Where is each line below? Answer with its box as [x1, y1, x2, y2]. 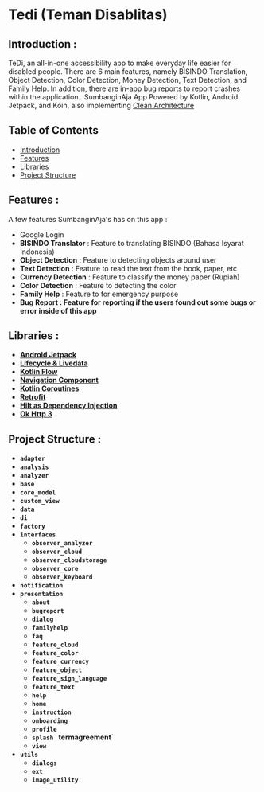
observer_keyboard [31, 573, 93, 582]
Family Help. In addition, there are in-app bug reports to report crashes [8, 84, 241, 93]
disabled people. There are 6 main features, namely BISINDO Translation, [8, 67, 248, 76]
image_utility [31, 776, 79, 785]
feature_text [31, 683, 76, 692]
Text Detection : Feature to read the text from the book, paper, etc [19, 263, 238, 273]
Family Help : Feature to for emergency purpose [19, 289, 179, 298]
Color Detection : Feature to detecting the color [19, 280, 177, 290]
